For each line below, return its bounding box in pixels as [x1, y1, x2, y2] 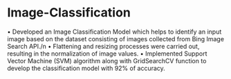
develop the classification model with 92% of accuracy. [7, 64, 166, 72]
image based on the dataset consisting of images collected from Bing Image [7, 34, 225, 43]
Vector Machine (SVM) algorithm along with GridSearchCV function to [7, 56, 207, 65]
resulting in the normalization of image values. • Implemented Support [7, 49, 207, 58]
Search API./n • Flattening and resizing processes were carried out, [7, 42, 200, 50]
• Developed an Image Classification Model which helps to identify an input [7, 27, 222, 36]
